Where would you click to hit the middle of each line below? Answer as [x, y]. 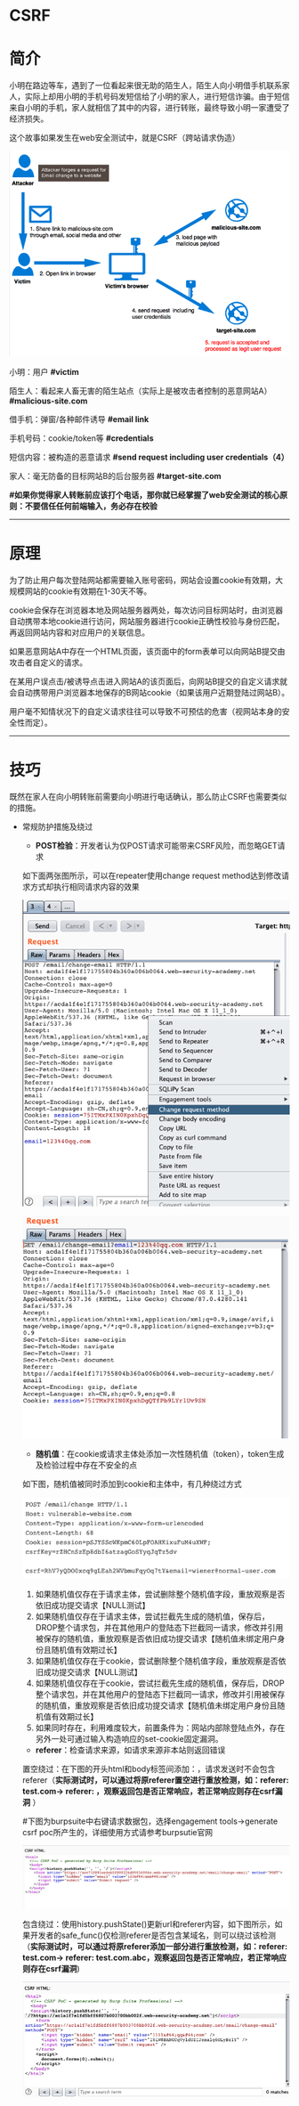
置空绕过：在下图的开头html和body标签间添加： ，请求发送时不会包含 [149, 1769]
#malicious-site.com [48, 401]
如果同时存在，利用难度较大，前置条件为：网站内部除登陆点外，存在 [160, 1728]
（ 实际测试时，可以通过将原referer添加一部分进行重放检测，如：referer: [154, 1946]
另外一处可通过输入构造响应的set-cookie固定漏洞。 [129, 1738]
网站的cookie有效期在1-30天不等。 [88, 591]
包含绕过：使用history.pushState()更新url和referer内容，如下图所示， [149, 1923]
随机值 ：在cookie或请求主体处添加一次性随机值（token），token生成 [160, 1453]
